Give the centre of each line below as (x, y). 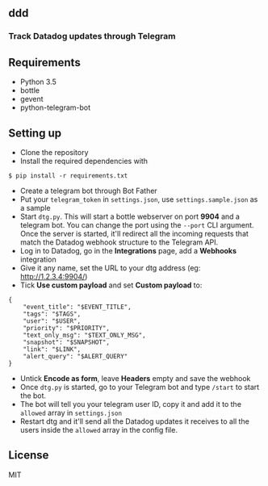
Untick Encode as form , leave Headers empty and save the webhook (135, 378)
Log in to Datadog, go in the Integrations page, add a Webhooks (128, 250)
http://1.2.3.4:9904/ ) (54, 276)
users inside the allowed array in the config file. (98, 429)
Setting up (35, 133)
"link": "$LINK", (52, 349)
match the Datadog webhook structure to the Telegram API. (119, 242)
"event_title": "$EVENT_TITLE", (77, 307)
